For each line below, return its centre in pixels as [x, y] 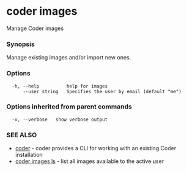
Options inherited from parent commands [69, 107]
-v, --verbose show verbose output [60, 120]
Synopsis [20, 44]
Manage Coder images [35, 28]
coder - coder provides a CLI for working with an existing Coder [96, 148]
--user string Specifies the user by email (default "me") [102, 91]
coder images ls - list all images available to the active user [90, 161]
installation [29, 155]
